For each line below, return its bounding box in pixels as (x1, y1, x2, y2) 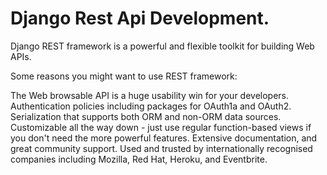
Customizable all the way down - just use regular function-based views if (10, 121, 312, 133)
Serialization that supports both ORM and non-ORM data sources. (10, 110, 282, 122)
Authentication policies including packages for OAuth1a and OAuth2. (10, 100, 292, 112)
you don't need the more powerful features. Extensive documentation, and (10, 132, 318, 144)
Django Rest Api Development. (10, 7, 270, 30)
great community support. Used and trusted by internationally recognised (10, 142, 313, 154)
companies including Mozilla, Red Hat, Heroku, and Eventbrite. (10, 153, 268, 165)
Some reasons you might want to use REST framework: (10, 70, 238, 82)
